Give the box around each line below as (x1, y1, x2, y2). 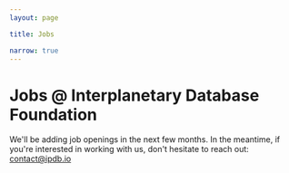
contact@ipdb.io (9, 153, 72, 164)
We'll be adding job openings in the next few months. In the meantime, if (9, 134, 280, 145)
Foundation (9, 104, 98, 125)
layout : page (9, 13, 59, 23)
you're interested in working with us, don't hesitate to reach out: (9, 144, 250, 155)
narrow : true (9, 46, 59, 55)
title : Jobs (9, 29, 55, 39)
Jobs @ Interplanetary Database (9, 85, 260, 105)
